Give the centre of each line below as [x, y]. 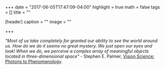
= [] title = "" [18, 12]
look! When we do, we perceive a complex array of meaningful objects [77, 51]
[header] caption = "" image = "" [38, 22]
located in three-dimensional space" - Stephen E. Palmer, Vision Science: [80, 56]
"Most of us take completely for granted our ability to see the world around [81, 41]
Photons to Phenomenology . [34, 61]
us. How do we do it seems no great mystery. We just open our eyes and [79, 46]
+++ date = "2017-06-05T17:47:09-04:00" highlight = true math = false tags [82, 7]
